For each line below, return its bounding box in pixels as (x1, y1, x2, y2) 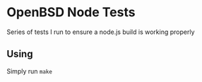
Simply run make (6, 66, 52, 75)
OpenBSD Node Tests (6, 4, 136, 20)
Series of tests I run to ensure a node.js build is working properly (6, 28, 195, 36)
